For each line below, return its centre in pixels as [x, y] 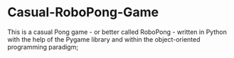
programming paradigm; [43, 47]
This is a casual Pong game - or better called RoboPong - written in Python [117, 32]
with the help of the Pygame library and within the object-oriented [104, 39]
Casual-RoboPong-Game [83, 12]
